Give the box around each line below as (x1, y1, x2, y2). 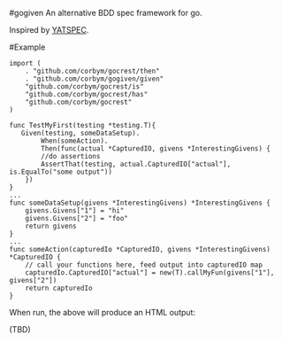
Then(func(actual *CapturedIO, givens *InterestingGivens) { (41, 144, 271, 153)
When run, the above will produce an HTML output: (9, 307, 196, 317)
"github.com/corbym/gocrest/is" (25, 82, 144, 91)
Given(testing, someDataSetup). (20, 128, 141, 137)
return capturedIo (25, 284, 93, 292)
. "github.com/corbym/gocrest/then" (25, 66, 161, 75)
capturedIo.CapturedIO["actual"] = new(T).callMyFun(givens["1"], (25, 268, 275, 277)
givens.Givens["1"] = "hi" (25, 206, 125, 215)
